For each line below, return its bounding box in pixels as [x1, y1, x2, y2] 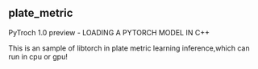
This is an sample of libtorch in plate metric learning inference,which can [8, 43, 250, 53]
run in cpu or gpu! [8, 51, 69, 61]
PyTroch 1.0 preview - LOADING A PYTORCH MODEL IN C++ [8, 27, 210, 37]
